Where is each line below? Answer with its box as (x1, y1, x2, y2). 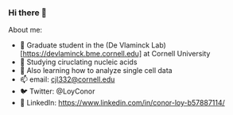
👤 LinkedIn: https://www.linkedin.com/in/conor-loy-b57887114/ (19, 98, 225, 108)
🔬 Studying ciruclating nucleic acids (19, 57, 138, 67)
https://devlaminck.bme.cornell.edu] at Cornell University (22, 49, 211, 59)
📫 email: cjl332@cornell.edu (19, 75, 115, 84)
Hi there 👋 (8, 7, 48, 18)
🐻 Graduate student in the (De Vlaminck (19, 40, 150, 50)
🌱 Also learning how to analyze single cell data (19, 66, 173, 75)
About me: (8, 25, 42, 35)
